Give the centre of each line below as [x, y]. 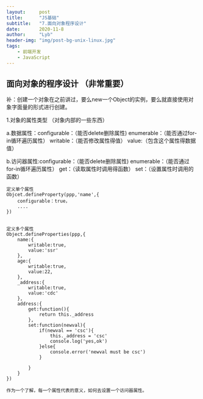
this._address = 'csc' [79, 336]
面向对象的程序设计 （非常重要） [67, 84]
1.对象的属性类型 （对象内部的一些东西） [57, 120]
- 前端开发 [29, 52]
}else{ [47, 347]
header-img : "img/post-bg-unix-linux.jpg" [61, 40]
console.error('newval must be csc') [98, 352]
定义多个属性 [20, 229]
